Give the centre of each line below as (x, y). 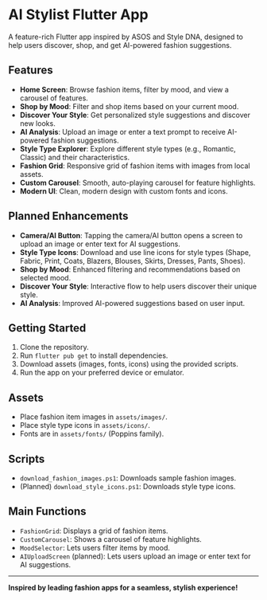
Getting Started (47, 328)
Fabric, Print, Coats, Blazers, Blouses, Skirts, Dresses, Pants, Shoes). (132, 261)
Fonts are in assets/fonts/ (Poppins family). (92, 434)
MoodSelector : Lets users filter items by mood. (95, 547)
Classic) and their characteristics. (75, 157)
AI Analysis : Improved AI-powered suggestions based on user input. (132, 303)
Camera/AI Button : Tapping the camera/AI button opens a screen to (131, 235)
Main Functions (47, 512)
